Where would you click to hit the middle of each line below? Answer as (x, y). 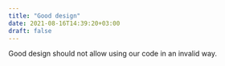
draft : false (30, 31)
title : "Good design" (45, 16)
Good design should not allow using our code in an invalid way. (112, 54)
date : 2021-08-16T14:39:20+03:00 (64, 23)
